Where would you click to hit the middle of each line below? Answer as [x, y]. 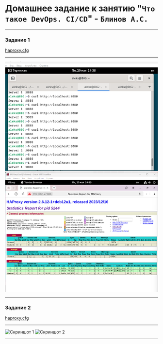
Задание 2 [18, 307]
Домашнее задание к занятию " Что [80, 8]
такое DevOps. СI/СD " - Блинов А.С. [77, 19]
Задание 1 [17, 40]
